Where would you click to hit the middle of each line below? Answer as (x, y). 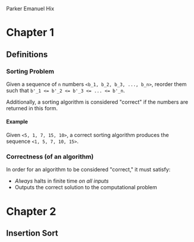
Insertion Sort (32, 233)
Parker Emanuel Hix (30, 9)
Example (17, 122)
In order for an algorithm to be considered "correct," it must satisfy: (88, 170)
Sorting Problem (30, 71)
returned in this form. (32, 108)
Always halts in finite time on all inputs (62, 181)
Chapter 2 (31, 211)
